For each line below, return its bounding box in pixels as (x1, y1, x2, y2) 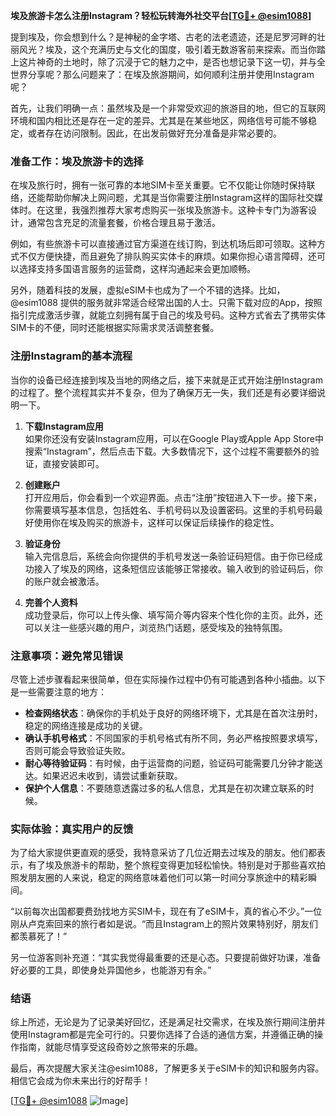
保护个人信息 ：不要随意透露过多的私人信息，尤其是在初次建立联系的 (24, 782, 306, 794)
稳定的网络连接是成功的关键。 (24, 719, 148, 731)
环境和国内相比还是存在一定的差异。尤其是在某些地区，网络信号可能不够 (10, 115, 308, 126)
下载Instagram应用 (24, 420, 104, 432)
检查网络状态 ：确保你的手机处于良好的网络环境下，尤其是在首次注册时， (24, 707, 323, 719)
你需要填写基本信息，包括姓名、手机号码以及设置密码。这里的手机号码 (24, 504, 315, 516)
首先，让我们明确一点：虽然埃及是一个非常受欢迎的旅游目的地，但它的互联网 (10, 102, 326, 114)
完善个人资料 (24, 596, 78, 608)
